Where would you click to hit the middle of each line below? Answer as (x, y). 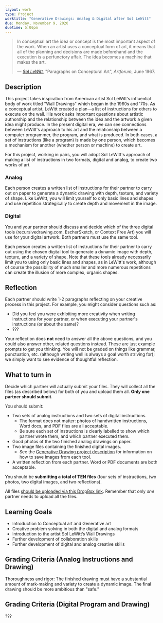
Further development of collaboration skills (55, 539)
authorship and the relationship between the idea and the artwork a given (79, 119)
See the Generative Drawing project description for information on (86, 452)
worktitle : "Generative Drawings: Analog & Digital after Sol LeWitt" (78, 18)
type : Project (19, 14)
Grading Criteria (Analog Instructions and (69, 560)
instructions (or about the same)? (45, 324)
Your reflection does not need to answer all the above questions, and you (79, 339)
